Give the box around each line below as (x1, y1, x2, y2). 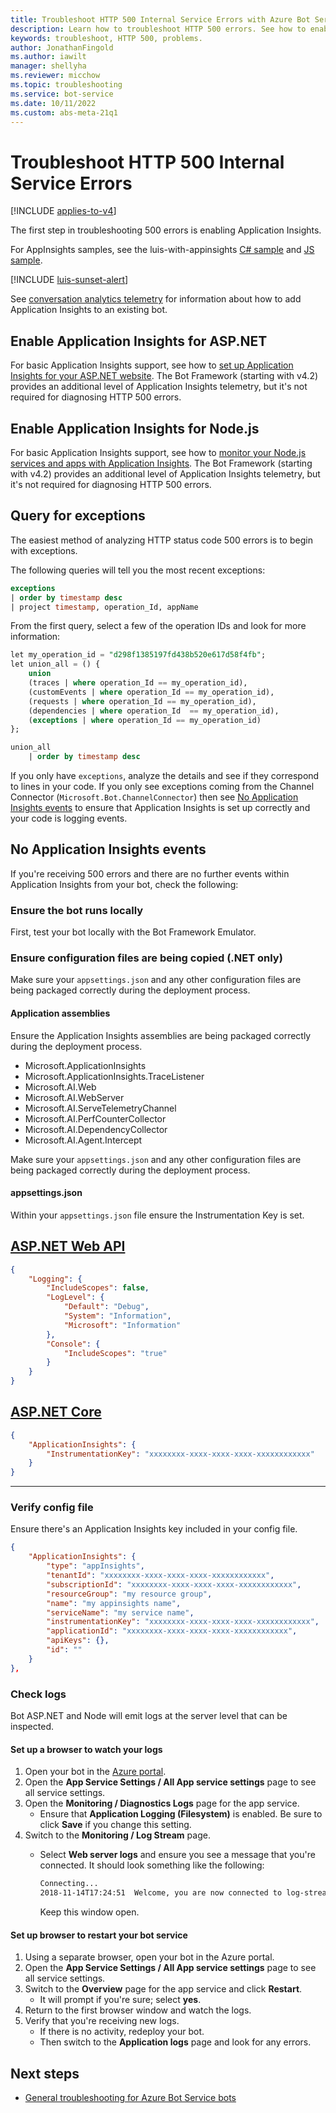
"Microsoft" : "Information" (63, 1320, 182, 1330)
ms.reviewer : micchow (10, 71, 101, 81)
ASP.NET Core (10, 1404, 102, 1421)
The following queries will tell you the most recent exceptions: (10, 564, 266, 576)
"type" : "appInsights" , (46, 1561, 145, 1571)
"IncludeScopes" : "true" (63, 1348, 168, 1358)
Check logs (10, 1687, 67, 1701)
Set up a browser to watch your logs (10, 1743, 163, 1755)
